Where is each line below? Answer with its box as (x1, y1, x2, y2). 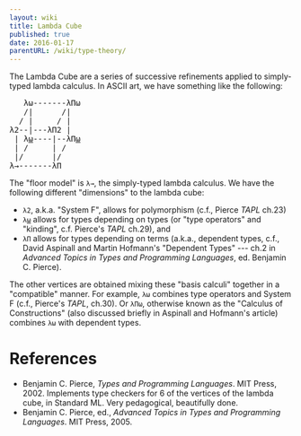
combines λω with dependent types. (9, 318, 142, 328)
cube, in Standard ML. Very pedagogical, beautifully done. (22, 397, 239, 408)
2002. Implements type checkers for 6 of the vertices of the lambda (22, 388, 274, 399)
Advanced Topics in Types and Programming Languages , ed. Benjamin (22, 252, 287, 263)
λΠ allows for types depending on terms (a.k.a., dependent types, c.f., (22, 233, 280, 244)
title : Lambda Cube (9, 22, 83, 31)
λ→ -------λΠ (9, 161, 62, 171)
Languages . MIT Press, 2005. (22, 416, 133, 427)
